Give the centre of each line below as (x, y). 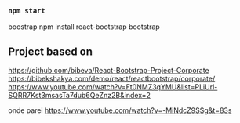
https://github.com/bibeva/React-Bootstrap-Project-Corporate (109, 71)
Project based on (50, 51)
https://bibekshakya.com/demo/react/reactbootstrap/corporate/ (112, 79)
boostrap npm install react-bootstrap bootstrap (84, 27)
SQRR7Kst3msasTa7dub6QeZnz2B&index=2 (80, 96)
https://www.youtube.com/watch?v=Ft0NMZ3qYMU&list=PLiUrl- (113, 87)
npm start (27, 11)
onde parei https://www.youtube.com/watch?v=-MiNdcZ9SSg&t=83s (120, 110)
